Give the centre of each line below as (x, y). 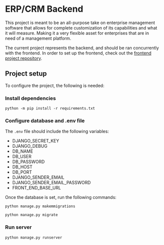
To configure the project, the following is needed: (55, 85)
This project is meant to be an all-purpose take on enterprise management (80, 23)
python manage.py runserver (34, 237)
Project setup (26, 74)
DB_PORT (22, 172)
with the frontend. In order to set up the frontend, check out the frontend (78, 53)
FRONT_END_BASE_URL (36, 188)
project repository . (24, 58)
